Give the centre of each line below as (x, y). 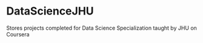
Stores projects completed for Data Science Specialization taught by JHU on (101, 28)
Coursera (18, 34)
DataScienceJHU (50, 11)
